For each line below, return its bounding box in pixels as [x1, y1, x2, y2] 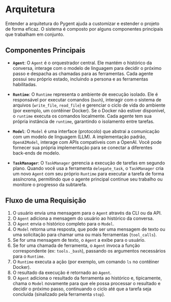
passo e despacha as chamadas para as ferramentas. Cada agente [12, 70, 154, 77]
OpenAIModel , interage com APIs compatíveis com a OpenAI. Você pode [12, 139, 162, 145]
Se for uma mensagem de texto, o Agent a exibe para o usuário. [12, 237, 146, 243]
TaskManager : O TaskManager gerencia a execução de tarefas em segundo [12, 160, 165, 166]
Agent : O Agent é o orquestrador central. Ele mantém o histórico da [12, 60, 152, 66]
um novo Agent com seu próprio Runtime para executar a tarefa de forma [12, 170, 164, 177]
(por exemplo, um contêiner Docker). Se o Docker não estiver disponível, [12, 107, 165, 113]
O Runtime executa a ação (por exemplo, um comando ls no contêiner [12, 259, 159, 265]
